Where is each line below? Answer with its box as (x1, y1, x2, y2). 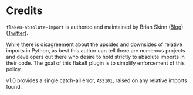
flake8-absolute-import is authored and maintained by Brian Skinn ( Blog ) (6, 23, 184, 30)
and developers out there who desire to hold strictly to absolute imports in (6, 53, 185, 60)
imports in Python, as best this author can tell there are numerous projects (6, 47, 186, 54)
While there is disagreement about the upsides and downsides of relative (6, 41, 183, 48)
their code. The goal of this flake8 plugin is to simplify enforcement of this (6, 59, 185, 66)
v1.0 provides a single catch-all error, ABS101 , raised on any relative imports (6, 77, 188, 84)
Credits (6, 4, 43, 17)
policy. (6, 65, 22, 72)
